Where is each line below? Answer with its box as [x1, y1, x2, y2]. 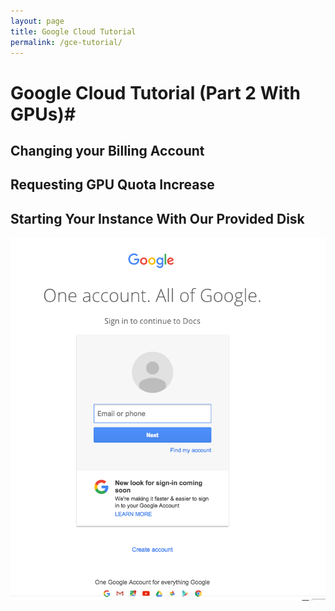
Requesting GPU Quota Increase [10, 176, 215, 194]
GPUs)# [10, 103, 77, 125]
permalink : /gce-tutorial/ [10, 37, 123, 47]
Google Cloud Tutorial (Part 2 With [10, 81, 302, 104]
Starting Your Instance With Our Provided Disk [10, 210, 305, 227]
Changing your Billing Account [10, 142, 205, 159]
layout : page [10, 16, 65, 26]
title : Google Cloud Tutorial [10, 26, 137, 37]
